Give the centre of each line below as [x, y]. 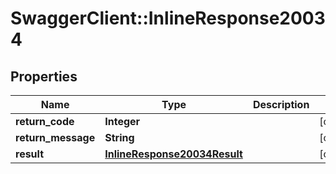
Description [281, 104]
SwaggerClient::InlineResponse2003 [168, 18]
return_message [55, 137]
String [119, 137]
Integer [122, 121]
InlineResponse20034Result [173, 154]
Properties [44, 76]
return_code [45, 121]
